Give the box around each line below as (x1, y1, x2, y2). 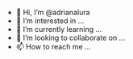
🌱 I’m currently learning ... (15, 25, 102, 33)
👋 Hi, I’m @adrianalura (15, 8, 90, 17)
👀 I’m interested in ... (15, 16, 85, 26)
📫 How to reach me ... (15, 42, 91, 51)
